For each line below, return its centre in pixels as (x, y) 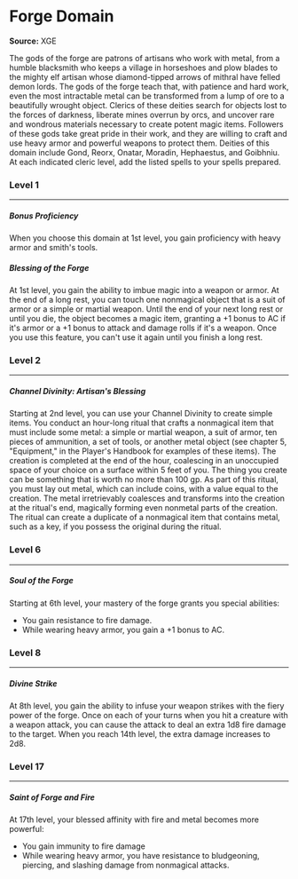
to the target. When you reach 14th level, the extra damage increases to (140, 733)
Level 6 (25, 550)
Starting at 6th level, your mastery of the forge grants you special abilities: (145, 603)
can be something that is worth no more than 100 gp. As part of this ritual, (144, 479)
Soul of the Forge (41, 581)
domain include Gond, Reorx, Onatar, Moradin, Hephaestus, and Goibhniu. (145, 152)
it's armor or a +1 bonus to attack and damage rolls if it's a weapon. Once (143, 328)
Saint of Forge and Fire (52, 797)
